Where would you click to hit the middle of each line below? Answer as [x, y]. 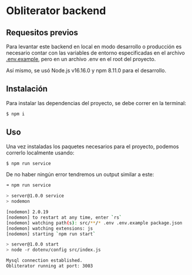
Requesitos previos [42, 33]
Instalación [27, 89]
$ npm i [16, 114]
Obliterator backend [56, 11]
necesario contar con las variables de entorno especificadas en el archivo [95, 53]
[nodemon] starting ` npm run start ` [51, 234]
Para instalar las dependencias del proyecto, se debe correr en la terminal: [96, 103]
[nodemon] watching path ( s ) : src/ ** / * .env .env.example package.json [94, 223]
